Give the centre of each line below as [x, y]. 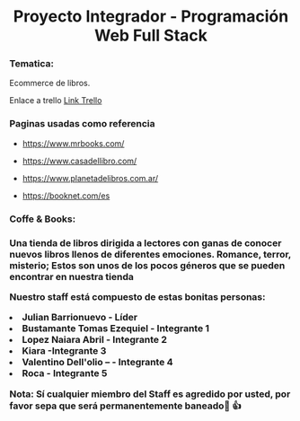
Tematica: [31, 64]
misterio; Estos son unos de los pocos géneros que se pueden [147, 265]
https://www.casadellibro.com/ [79, 161]
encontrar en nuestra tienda [72, 276]
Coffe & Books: [43, 219]
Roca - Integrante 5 [65, 373]
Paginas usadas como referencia [82, 124]
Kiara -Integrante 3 [64, 351]
